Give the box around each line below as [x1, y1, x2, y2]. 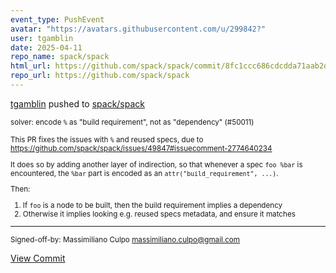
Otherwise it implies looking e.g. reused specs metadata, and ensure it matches [22, 209, 296, 219]
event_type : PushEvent [10, 14, 105, 25]
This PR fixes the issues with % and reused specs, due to [10, 134, 204, 145]
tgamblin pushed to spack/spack [10, 97, 146, 110]
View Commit [10, 252, 66, 264]
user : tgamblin [10, 33, 74, 43]
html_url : [10, 61, 52, 71]
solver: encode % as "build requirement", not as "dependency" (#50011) [10, 117, 255, 127]
